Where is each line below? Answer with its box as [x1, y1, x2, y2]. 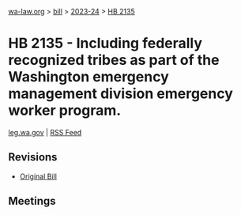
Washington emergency [8, 68, 169, 86]
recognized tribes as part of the [8, 51, 220, 70]
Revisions [8, 150, 58, 164]
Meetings [8, 194, 57, 208]
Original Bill [19, 172, 58, 181]
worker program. [8, 102, 122, 119]
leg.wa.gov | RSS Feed [8, 127, 82, 137]
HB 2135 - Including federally [8, 35, 203, 52]
